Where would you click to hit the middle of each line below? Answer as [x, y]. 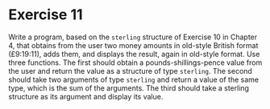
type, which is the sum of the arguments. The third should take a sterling [129, 88]
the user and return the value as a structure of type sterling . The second [130, 71]
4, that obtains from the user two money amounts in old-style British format [133, 45]
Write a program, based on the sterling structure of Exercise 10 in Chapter [133, 37]
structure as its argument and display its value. [86, 96]
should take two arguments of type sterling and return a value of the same [134, 79]
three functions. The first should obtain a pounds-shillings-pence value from [135, 63]
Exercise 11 [46, 15]
